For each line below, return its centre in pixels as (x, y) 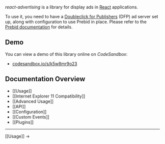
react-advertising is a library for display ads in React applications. (72, 7)
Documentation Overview (45, 79)
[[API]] (19, 106)
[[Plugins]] (23, 122)
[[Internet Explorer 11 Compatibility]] (49, 96)
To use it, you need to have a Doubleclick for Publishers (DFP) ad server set (82, 16)
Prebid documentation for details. (39, 27)
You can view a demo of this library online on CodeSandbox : (66, 54)
